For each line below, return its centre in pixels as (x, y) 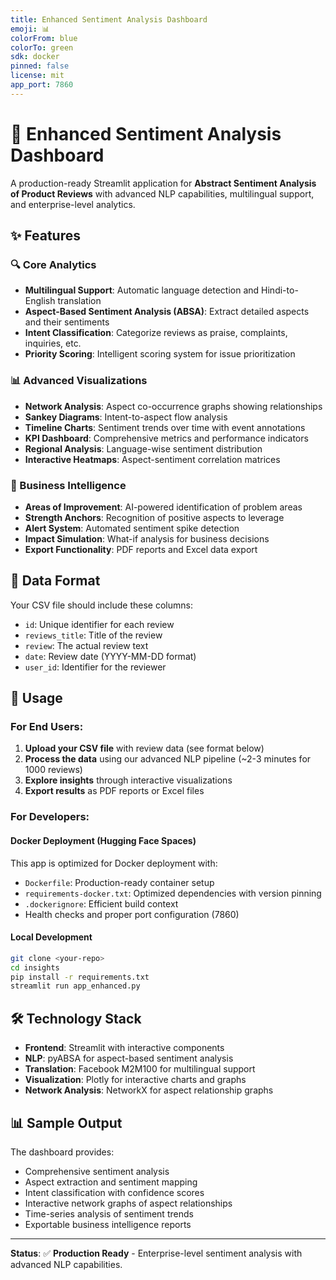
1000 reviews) (53, 770)
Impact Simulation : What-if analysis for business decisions (147, 538)
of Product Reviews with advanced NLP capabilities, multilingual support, (162, 193)
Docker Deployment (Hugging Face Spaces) (103, 840)
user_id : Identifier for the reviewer (95, 667)
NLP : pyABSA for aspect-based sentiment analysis (129, 1058)
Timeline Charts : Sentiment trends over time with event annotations (165, 427)
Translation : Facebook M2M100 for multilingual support (140, 1069)
